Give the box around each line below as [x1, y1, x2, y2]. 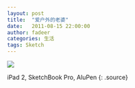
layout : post [7, 10, 45, 17]
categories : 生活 [7, 35, 55, 42]
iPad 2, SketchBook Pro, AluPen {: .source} [7, 73, 128, 81]
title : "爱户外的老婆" [7, 16, 69, 23]
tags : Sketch [7, 42, 45, 48]
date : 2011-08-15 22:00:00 [7, 23, 90, 29]
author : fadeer [7, 29, 51, 36]
